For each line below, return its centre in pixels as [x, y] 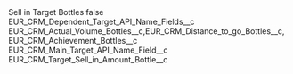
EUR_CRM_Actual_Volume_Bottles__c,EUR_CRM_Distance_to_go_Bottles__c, [146, 31]
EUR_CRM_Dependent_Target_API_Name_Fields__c [102, 21]
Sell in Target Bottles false [56, 12]
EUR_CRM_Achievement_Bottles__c [73, 41]
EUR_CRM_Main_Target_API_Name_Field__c [88, 50]
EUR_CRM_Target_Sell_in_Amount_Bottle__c [88, 59]
